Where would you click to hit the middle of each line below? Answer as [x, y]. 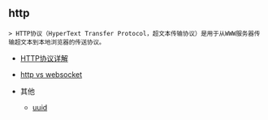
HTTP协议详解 [44, 58]
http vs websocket [51, 74]
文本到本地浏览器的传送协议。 [63, 42]
